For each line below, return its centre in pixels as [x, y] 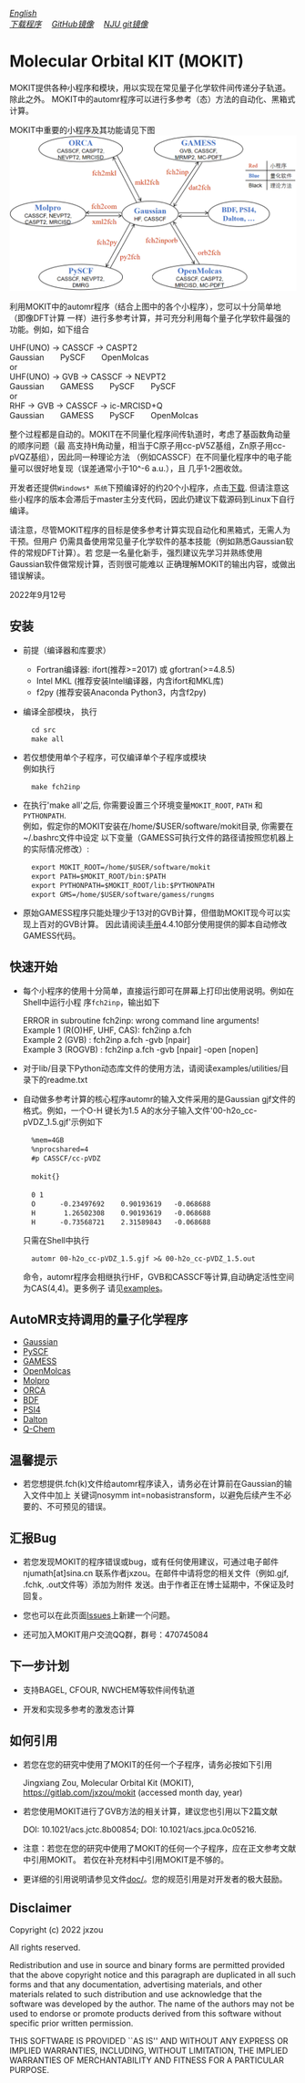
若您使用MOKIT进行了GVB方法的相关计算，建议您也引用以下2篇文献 [150, 1811]
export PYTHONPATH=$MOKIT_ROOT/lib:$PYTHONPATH [123, 885]
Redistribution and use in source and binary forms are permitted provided [147, 1965]
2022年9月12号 [38, 594]
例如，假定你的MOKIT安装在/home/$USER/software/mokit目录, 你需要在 [158, 826]
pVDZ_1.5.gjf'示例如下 [62, 1121]
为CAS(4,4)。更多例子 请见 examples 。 [95, 1288]
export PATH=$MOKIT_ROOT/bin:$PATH [99, 876]
